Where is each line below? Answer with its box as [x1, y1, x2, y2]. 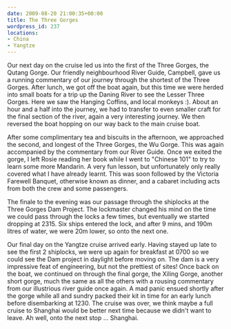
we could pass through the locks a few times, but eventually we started [7, 212, 210, 221]
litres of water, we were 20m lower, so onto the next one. [7, 227, 169, 235]
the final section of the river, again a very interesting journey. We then [7, 112, 205, 121]
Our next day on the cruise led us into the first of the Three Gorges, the [7, 61, 209, 69]
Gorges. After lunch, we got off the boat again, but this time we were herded [7, 83, 224, 91]
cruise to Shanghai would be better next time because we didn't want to [7, 306, 212, 315]
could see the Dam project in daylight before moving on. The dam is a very [7, 255, 219, 263]
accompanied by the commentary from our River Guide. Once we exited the [7, 148, 222, 156]
